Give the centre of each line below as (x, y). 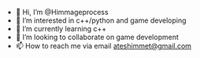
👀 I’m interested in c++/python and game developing (101, 20)
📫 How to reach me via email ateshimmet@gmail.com (103, 46)
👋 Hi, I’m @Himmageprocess (62, 12)
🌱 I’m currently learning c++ (61, 29)
